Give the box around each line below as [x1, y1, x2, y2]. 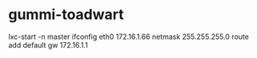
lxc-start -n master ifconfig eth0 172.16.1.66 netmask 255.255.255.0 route [8, 32, 250, 41]
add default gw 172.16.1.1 [8, 40, 88, 49]
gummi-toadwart [8, 6, 124, 24]
